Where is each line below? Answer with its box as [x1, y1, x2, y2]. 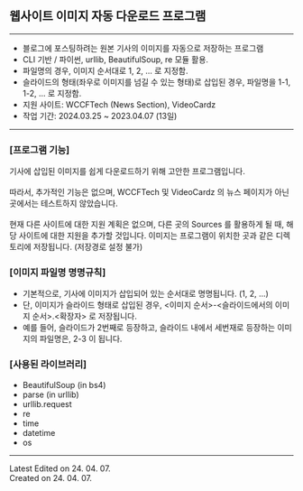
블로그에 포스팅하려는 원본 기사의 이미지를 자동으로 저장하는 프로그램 [22, 42, 264, 53]
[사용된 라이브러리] [9, 358, 87, 371]
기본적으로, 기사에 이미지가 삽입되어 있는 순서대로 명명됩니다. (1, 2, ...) [22, 288, 269, 300]
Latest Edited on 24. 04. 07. [9, 463, 111, 474]
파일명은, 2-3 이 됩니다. [39, 333, 123, 345]
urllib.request [22, 398, 72, 409]
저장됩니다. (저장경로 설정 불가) [32, 242, 143, 253]
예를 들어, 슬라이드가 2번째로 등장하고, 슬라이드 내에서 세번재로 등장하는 [22, 322, 276, 333]
